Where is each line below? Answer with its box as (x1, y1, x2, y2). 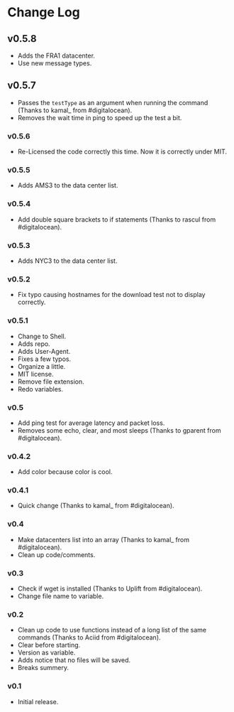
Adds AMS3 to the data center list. (17, 181, 118, 190)
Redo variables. (17, 384, 64, 393)
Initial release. (17, 697, 59, 706)
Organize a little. (17, 362, 66, 370)
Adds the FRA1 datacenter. (17, 51, 96, 60)
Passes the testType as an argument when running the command (17, 98, 208, 107)
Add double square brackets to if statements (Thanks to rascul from (17, 215, 216, 224)
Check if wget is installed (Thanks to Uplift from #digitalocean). (17, 584, 203, 593)
